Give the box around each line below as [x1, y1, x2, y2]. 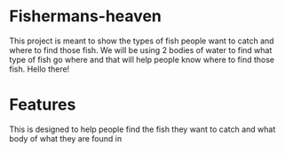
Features [9, 95, 76, 115]
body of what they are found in [9, 133, 123, 143]
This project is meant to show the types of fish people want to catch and [9, 35, 274, 46]
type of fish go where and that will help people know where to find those [9, 54, 275, 65]
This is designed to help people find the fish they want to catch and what [9, 124, 276, 134]
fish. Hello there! [9, 64, 70, 74]
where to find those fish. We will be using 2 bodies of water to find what [9, 44, 273, 55]
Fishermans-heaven [9, 6, 162, 27]
